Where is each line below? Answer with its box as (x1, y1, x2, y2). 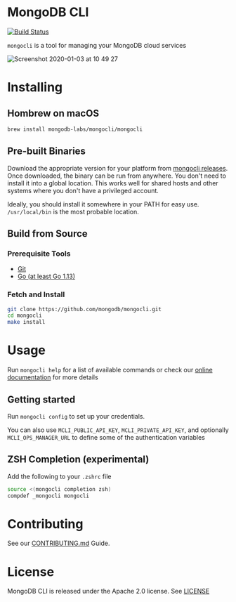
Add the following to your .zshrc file (7, 472, 112, 480)
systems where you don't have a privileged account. (7, 186, 159, 195)
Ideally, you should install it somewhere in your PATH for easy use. (7, 199, 199, 208)
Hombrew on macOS (7, 107, 100, 119)
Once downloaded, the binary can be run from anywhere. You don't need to (7, 171, 227, 180)
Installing (7, 79, 63, 96)
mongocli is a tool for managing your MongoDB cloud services (7, 41, 187, 49)
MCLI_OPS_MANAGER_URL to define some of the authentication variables (7, 433, 206, 441)
